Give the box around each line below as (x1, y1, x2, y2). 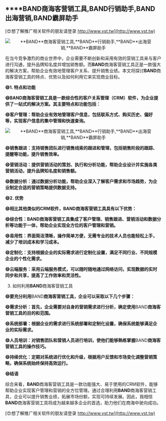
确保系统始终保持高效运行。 (13, 360, 70, 366)
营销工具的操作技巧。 (5, 343, 49, 349)
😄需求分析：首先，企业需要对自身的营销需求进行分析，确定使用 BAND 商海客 (5, 304, 161, 310)
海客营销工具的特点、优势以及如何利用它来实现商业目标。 (5, 74, 122, 80)
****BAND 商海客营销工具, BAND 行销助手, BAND (5, 4, 155, 13)
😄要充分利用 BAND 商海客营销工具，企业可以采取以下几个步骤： (5, 293, 135, 299)
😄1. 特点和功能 (5, 84, 36, 90)
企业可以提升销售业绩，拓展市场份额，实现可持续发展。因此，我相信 (13, 393, 153, 399)
